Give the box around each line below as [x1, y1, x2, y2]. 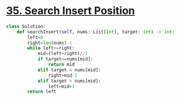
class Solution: [6, 23, 46, 29]
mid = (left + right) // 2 [37, 51, 88, 57]
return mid [48, 62, 75, 68]
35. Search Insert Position [6, 4, 135, 18]
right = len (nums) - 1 [27, 40, 72, 46]
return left [27, 89, 57, 95]
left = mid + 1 [48, 83, 75, 89]
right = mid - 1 [48, 72, 78, 78]
